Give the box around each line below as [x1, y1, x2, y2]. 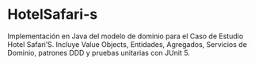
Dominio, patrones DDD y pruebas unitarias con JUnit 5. [7, 48, 191, 57]
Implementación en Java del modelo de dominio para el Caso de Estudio [7, 31, 244, 41]
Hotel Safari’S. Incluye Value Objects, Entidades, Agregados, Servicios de [7, 39, 247, 49]
